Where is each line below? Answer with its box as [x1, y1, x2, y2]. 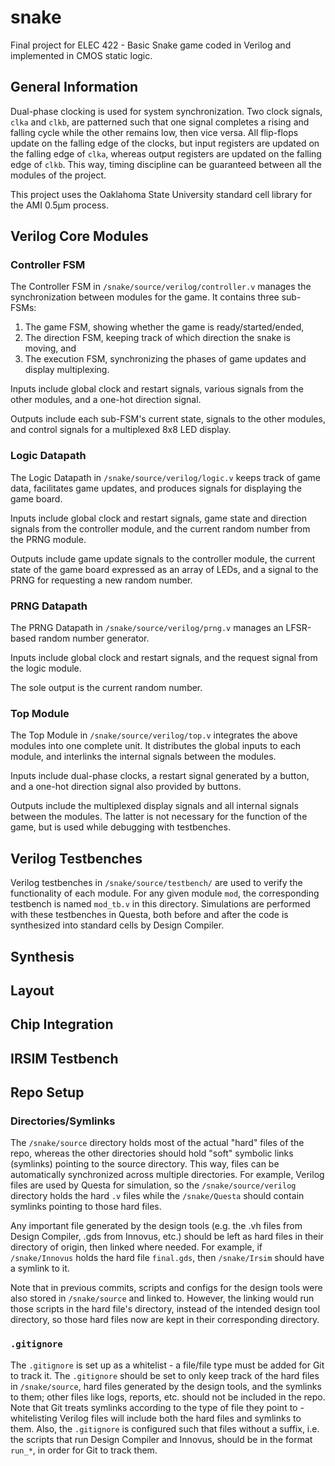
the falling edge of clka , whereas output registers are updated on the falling [10, 147, 322, 160]
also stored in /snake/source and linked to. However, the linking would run [10, 1292, 315, 1305]
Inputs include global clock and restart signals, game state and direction [10, 512, 308, 524]
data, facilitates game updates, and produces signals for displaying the [10, 482, 303, 494]
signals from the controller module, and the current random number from [10, 522, 311, 535]
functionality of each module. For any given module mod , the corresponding [10, 887, 320, 900]
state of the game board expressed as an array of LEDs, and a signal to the [10, 563, 319, 575]
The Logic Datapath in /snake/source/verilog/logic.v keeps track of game [10, 471, 321, 483]
